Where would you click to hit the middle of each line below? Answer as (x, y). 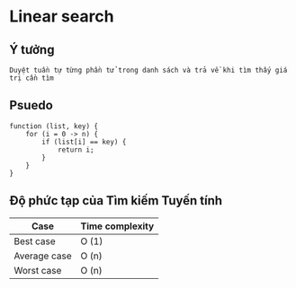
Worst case (38, 270)
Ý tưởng (32, 50)
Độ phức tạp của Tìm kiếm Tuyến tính (116, 201)
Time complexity (117, 226)
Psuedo (31, 105)
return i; (76, 150)
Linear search (62, 17)
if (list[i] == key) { (84, 142)
